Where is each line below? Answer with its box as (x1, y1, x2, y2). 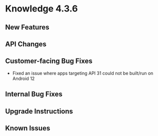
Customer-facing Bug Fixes (5, 57, 92, 65)
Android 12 (12, 75, 35, 81)
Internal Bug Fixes (5, 90, 62, 98)
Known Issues (5, 123, 50, 132)
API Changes (5, 39, 46, 48)
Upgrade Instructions (5, 107, 73, 115)
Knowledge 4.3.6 (5, 3, 78, 14)
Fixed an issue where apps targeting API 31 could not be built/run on (12, 70, 153, 76)
